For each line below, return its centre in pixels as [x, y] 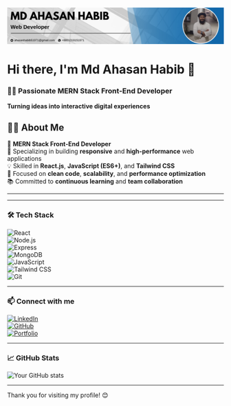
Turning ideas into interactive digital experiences [79, 106]
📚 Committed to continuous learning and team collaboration [95, 181]
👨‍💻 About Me [36, 128]
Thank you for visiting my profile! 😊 [58, 395]
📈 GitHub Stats [33, 358]
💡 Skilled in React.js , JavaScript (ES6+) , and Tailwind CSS [91, 166]
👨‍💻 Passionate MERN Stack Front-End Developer [90, 91]
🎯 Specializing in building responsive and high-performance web [101, 151]
